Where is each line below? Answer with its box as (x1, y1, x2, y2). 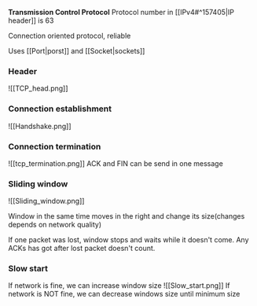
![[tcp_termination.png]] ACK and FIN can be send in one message (8, 158, 224, 168)
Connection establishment (8, 103, 112, 114)
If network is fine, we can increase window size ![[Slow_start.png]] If (8, 281, 230, 290)
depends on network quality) (8, 220, 102, 230)
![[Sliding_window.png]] (8, 197, 85, 206)
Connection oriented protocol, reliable (8, 31, 131, 40)
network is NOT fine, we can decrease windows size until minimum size (8, 289, 240, 299)
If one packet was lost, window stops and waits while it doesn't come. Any (8, 235, 249, 245)
